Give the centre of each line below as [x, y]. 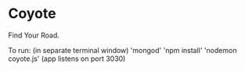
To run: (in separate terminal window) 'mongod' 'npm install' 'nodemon [122, 50]
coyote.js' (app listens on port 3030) [67, 59]
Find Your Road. [34, 35]
